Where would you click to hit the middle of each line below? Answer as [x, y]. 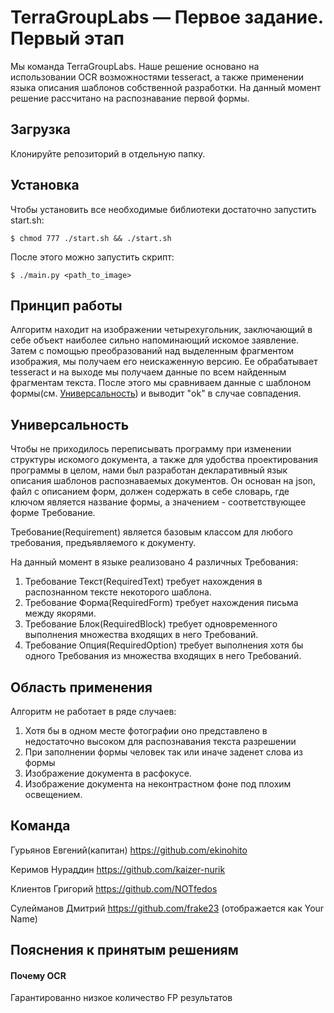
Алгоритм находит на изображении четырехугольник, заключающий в [161, 330]
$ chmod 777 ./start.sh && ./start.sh [91, 238]
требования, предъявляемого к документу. [103, 543]
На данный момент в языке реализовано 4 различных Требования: [154, 562]
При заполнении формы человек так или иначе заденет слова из [164, 752]
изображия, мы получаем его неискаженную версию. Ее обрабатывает [164, 362]
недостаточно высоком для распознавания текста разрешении [160, 741]
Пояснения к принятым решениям [124, 950]
